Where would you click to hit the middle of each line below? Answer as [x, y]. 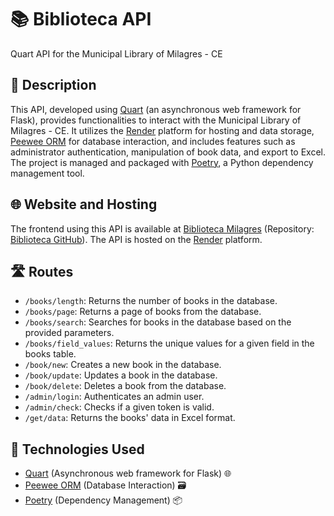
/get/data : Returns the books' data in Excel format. [130, 418]
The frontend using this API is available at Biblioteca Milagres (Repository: [162, 228]
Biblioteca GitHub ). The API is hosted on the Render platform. [136, 239]
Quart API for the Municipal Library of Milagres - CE [116, 53]
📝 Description [53, 85]
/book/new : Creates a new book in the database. [123, 365]
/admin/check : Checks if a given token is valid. [119, 407]
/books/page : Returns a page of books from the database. [143, 312]
